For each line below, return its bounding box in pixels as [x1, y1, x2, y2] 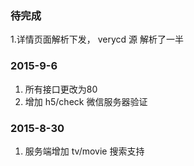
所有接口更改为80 [24, 83, 98, 95]
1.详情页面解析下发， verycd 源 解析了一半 [10, 33, 184, 46]
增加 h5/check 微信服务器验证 [24, 95, 148, 107]
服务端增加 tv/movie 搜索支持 [24, 145, 145, 157]
